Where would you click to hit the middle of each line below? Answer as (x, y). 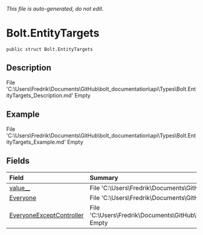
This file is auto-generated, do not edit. (55, 9)
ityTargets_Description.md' (40, 95)
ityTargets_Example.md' (36, 142)
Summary (104, 178)
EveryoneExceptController (47, 216)
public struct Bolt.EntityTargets (50, 49)
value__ (20, 188)
